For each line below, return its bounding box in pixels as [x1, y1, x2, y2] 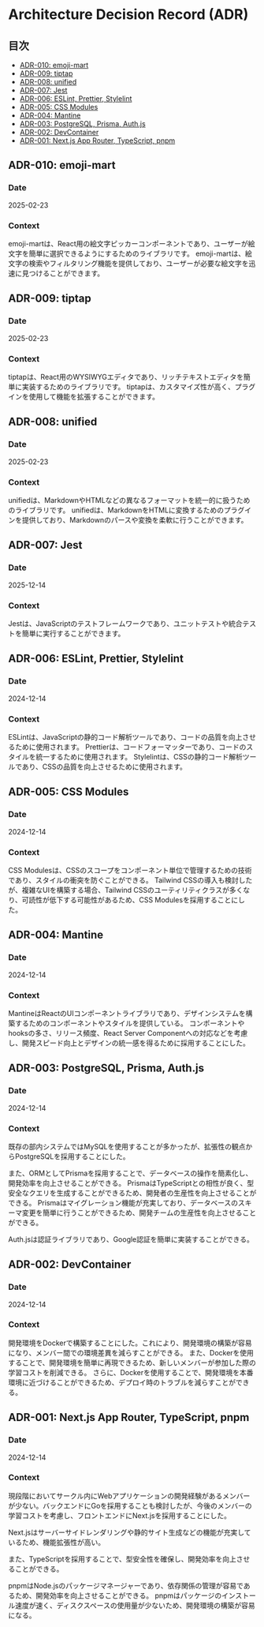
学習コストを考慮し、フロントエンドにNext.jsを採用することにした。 [8, 1510, 231, 1520]
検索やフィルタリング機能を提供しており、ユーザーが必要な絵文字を [28, 258, 250, 268]
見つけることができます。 [21, 268, 105, 278]
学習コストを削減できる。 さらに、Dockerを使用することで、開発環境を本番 [8, 1367, 254, 1377]
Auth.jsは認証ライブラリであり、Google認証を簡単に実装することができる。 [8, 1234, 255, 1244]
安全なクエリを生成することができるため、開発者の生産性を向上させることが [8, 1188, 257, 1198]
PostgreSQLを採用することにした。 [14, 1151, 130, 1161]
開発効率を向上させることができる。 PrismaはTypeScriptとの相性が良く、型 [8, 1178, 255, 1187]
